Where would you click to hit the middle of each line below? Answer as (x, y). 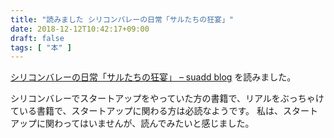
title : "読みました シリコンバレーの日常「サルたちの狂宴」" (122, 19)
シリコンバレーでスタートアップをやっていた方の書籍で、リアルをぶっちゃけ (167, 98)
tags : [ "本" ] (41, 47)
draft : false (37, 38)
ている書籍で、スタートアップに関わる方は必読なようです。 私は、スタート (164, 111)
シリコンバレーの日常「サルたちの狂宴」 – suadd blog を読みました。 (153, 77)
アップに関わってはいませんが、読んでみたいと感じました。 (132, 123)
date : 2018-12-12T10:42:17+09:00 (80, 29)
